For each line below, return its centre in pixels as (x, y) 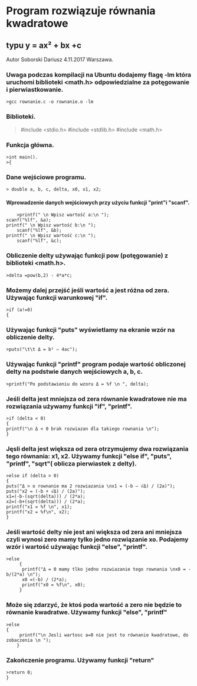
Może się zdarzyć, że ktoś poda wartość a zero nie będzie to (94, 605)
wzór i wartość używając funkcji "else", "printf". (77, 547)
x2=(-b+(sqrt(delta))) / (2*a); (46, 502)
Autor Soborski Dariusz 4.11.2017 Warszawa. (60, 59)
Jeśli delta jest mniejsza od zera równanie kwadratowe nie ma (96, 399)
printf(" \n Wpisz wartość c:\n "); (51, 236)
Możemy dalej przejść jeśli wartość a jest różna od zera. (88, 290)
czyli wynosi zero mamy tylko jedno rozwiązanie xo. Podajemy (97, 539)
